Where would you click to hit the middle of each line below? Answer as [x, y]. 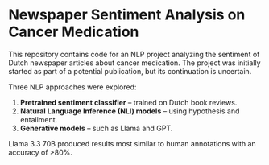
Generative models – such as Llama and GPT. [96, 128]
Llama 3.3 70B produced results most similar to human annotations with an [132, 143]
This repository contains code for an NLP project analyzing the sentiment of [134, 54]
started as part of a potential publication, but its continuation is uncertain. [130, 71]
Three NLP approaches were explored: [72, 87]
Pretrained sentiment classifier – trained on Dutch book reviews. [128, 102]
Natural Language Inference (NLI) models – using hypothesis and [130, 111]
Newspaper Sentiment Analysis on [127, 15]
